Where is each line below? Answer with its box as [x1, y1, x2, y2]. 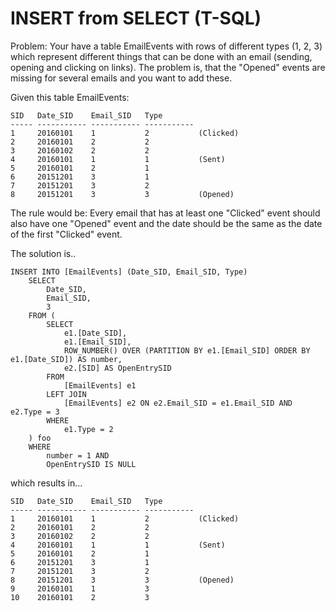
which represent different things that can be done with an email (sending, [10, 50, 313, 62]
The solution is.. [10, 247, 77, 259]
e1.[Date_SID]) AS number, [10, 354, 123, 364]
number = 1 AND [46, 450, 110, 461]
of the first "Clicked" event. [10, 228, 123, 240]
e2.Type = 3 [10, 407, 60, 417]
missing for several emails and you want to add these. [10, 72, 233, 84]
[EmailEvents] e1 [63, 380, 137, 391]
